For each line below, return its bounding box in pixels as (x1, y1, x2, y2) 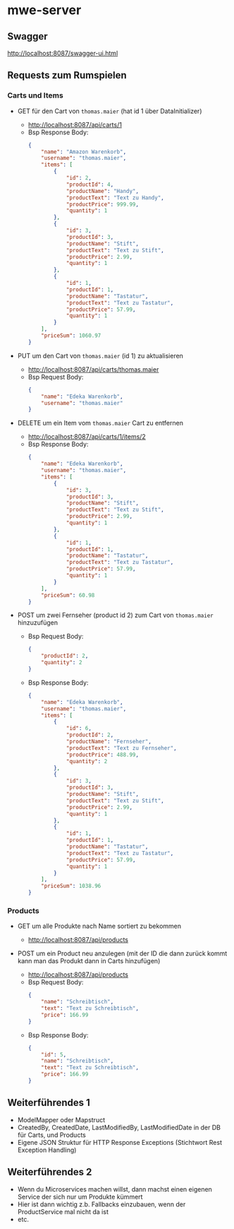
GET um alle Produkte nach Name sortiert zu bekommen (17, 922, 182, 931)
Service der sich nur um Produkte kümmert (17, 1192, 143, 1201)
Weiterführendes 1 (7, 1097, 90, 1109)
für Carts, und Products (17, 1130, 86, 1139)
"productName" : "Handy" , (66, 187, 140, 194)
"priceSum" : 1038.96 (41, 883, 101, 890)
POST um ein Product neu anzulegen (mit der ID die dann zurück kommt (17, 949, 228, 958)
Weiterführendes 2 (7, 1166, 92, 1178)
